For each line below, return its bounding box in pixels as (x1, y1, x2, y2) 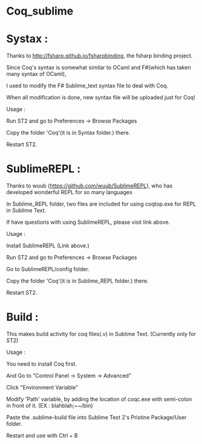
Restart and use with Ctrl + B (6, 432, 78, 439)
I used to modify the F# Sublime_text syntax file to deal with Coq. (6, 82, 168, 89)
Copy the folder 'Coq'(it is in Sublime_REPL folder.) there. (6, 277, 149, 284)
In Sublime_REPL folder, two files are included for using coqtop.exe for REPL (6, 200, 197, 207)
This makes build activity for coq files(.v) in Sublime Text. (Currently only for (6, 331, 197, 337)
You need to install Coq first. (6, 360, 77, 368)
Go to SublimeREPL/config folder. (6, 266, 90, 273)
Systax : (6, 32, 48, 46)
